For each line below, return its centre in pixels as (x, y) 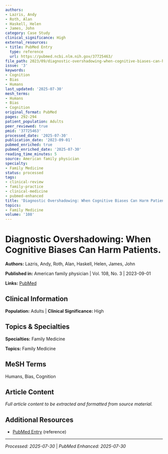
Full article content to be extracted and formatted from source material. (79, 404)
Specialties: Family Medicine (35, 339)
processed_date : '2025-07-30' (37, 136)
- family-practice (24, 187)
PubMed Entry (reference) (39, 432)
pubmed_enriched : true (29, 145)
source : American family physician (42, 159)
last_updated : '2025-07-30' (34, 89)
